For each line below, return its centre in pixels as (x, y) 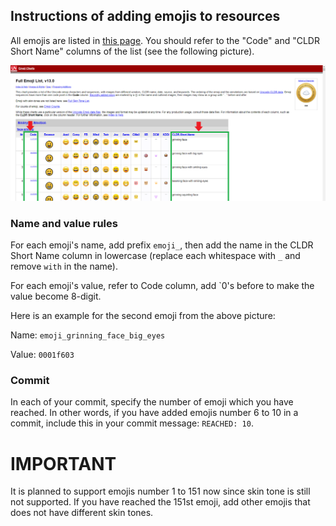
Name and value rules (64, 223)
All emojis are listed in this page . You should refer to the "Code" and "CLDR (165, 40)
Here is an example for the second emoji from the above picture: (143, 316)
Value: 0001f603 (42, 355)
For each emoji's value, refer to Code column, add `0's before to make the (162, 286)
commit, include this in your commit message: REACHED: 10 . (132, 423)
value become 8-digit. (56, 296)
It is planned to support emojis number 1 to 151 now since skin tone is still (160, 491)
